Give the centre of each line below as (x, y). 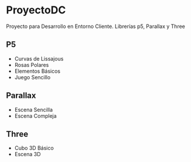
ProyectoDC (36, 10)
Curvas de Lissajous (39, 58)
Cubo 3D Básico (34, 148)
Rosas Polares (32, 65)
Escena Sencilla (34, 110)
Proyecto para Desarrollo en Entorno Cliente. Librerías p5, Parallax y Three (96, 26)
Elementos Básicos (37, 71)
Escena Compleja (36, 116)
